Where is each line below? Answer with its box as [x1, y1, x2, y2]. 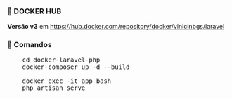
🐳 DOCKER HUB [7, 6, 62, 16]
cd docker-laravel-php [22, 55, 101, 64]
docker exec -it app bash [22, 77, 112, 85]
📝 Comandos [7, 40, 52, 50]
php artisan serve [22, 84, 86, 92]
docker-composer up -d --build [22, 62, 130, 71]
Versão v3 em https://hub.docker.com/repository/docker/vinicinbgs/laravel [7, 22, 225, 31]
